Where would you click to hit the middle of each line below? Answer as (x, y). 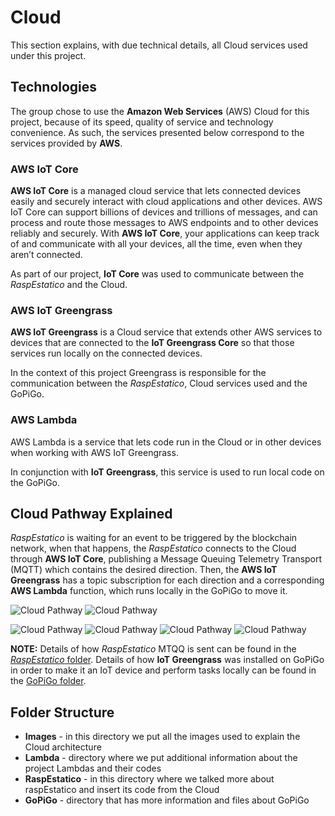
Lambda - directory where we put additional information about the (161, 758)
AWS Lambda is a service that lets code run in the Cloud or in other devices (166, 442)
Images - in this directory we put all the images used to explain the (162, 737)
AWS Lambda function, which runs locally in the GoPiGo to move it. (149, 591)
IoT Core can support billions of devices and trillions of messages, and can (164, 212)
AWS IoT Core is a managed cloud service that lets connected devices (156, 191)
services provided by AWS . (66, 143)
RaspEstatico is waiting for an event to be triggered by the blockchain (154, 538)
